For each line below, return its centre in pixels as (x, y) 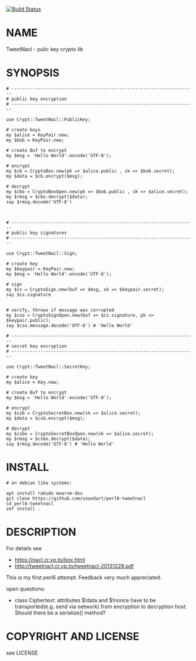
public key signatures (39, 232)
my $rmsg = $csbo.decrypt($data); (49, 439)
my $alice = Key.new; (33, 382)
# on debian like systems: (39, 483)
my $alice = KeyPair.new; (38, 135)
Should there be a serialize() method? (60, 613)
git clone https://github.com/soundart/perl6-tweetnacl (76, 498)
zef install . (24, 509)
